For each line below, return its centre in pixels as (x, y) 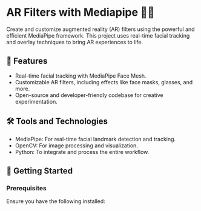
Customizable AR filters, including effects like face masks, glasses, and (104, 82)
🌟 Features (27, 61)
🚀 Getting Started (40, 171)
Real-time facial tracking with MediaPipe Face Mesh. (81, 76)
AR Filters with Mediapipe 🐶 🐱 (81, 12)
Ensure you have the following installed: (56, 201)
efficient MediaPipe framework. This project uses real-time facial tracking (98, 35)
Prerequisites (26, 188)
